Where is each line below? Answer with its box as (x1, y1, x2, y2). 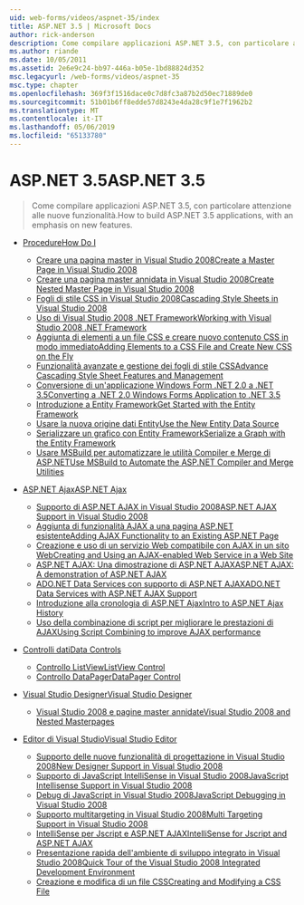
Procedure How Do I (22, 236, 97, 247)
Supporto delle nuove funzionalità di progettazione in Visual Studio (35, 751, 285, 762)
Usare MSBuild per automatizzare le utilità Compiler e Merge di (35, 447, 271, 457)
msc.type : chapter (9, 81, 79, 90)
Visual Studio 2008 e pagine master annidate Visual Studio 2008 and (35, 706, 291, 717)
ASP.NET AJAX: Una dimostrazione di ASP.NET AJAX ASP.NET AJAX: (35, 559, 294, 570)
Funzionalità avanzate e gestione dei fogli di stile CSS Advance (35, 360, 269, 371)
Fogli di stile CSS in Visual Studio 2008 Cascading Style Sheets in (35, 293, 279, 303)
